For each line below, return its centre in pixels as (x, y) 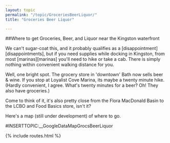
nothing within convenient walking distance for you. (60, 65)
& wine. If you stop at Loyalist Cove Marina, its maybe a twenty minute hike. (85, 80)
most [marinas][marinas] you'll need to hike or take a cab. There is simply (83, 59)
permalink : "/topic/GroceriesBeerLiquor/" (51, 15)
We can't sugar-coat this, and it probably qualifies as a (63, 49)
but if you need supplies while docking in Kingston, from (105, 54)
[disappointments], (25, 54)
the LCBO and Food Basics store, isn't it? (48, 106)
